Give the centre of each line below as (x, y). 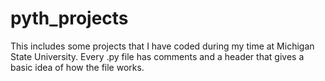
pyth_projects (69, 18)
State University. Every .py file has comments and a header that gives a (157, 56)
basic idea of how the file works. (77, 67)
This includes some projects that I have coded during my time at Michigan (162, 46)
